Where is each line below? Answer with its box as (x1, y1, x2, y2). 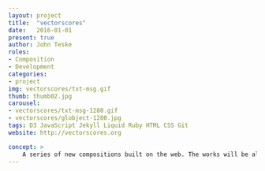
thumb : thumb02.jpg (8, 92, 73, 100)
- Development (8, 63, 55, 71)
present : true (8, 33, 55, 42)
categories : (8, 70, 47, 78)
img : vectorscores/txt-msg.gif (8, 84, 111, 93)
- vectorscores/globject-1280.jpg (8, 114, 122, 122)
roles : (8, 48, 30, 56)
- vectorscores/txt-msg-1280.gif (8, 107, 118, 115)
